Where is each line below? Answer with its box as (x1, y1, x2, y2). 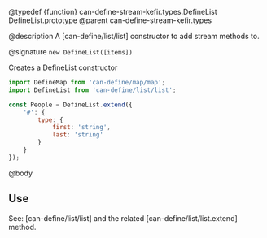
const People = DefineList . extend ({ (8, 101, 133, 109)
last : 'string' (51, 131, 104, 139)
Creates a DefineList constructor (8, 63, 118, 72)
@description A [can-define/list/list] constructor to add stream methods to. (8, 32, 260, 41)
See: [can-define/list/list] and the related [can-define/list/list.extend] (8, 213, 238, 223)
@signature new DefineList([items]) (8, 47, 133, 56)
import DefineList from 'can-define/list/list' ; (8, 85, 177, 94)
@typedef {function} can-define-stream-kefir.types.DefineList (8, 7, 217, 16)
